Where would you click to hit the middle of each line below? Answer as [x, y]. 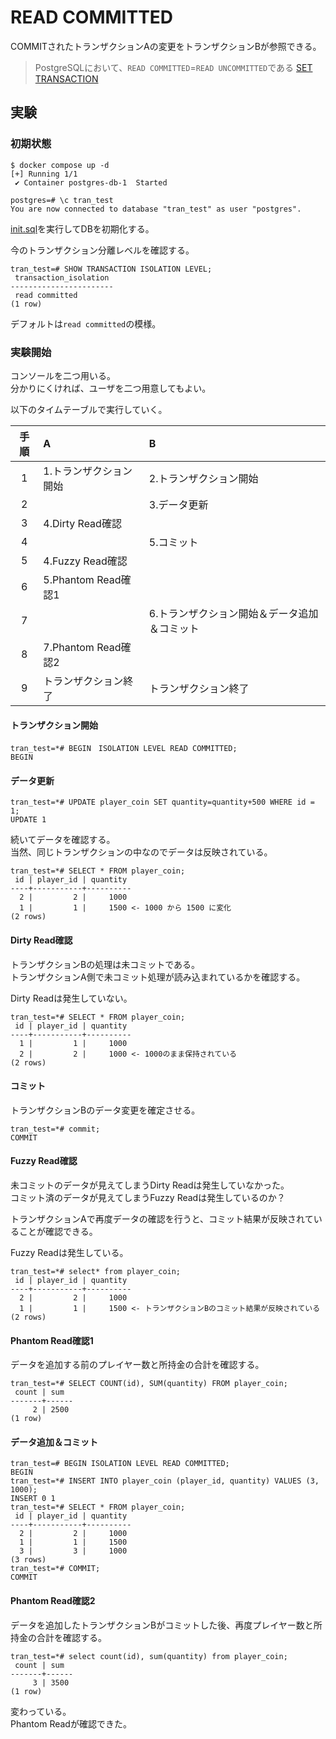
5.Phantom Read [82, 579]
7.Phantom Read [82, 647]
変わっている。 [41, 1711]
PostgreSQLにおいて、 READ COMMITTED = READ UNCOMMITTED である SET [173, 67]
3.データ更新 [178, 504]
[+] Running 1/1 [44, 174]
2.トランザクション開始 [203, 478]
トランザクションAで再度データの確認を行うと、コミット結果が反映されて [162, 1218]
